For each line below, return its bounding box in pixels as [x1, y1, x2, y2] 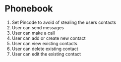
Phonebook [4, 3, 53, 14]
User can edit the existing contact [11, 51, 81, 57]
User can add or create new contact [11, 35, 86, 41]
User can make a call [11, 30, 55, 36]
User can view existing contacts [11, 40, 77, 46]
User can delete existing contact [11, 46, 78, 52]
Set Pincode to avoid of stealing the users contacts [11, 19, 116, 25]
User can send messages [11, 24, 64, 30]
